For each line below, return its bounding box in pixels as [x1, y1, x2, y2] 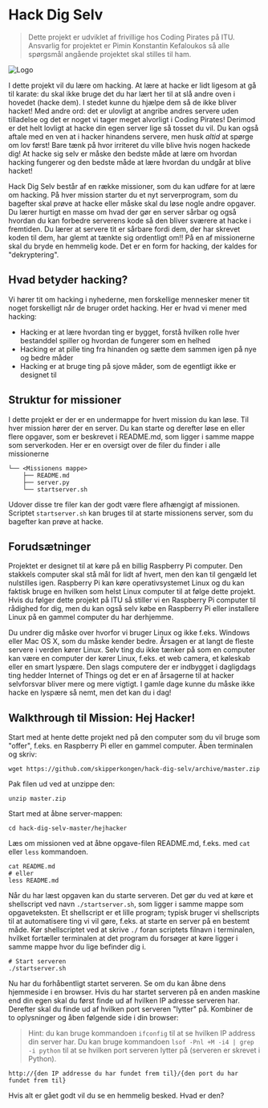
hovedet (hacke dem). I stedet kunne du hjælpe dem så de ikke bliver [8, 97, 237, 107]
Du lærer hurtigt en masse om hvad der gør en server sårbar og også [8, 207, 237, 216]
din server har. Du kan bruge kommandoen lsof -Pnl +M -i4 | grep [27, 1037, 254, 1047]
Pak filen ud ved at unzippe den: [8, 779, 116, 789]
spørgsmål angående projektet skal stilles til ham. [27, 49, 192, 59]
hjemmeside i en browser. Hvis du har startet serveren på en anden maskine [8, 987, 261, 997]
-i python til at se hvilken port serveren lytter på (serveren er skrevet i [27, 1045, 261, 1055]
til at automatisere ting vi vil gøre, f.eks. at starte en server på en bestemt [8, 917, 250, 926]
